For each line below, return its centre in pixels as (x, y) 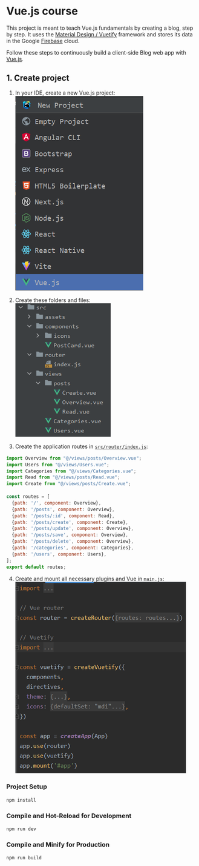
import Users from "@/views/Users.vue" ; (58, 465)
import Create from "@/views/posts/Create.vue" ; (69, 484)
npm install (21, 800)
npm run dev (21, 829)
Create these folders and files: (53, 300)
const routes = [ (28, 497)
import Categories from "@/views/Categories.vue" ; (71, 471)
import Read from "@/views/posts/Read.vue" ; (63, 477)
